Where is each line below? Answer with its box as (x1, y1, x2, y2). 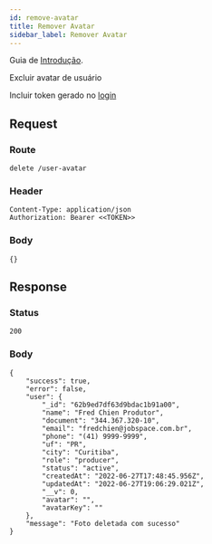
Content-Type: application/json (9, 205, 131, 215)
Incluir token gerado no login (9, 90, 117, 100)
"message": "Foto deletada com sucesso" (25, 519, 180, 528)
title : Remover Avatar (9, 22, 95, 31)
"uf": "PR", (42, 440, 88, 449)
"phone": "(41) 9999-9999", (42, 432, 148, 441)
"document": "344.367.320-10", (42, 415, 160, 425)
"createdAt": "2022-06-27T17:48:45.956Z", (42, 472, 205, 481)
